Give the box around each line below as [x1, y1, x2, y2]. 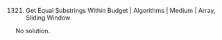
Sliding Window [25, 14, 71, 22]
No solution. [15, 27, 51, 35]
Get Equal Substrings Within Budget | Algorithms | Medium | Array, [25, 7, 216, 14]
